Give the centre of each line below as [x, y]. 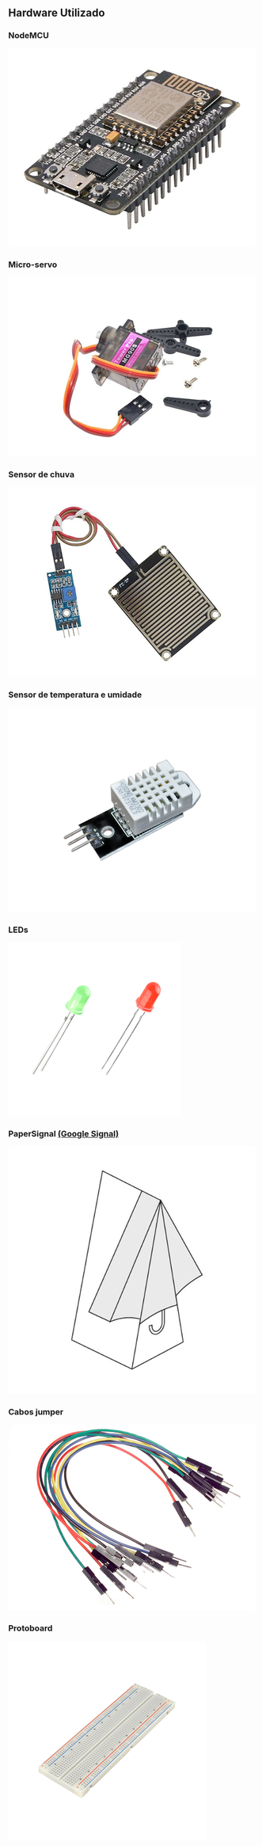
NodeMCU [28, 36]
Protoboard [30, 1628]
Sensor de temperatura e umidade [75, 695]
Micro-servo [33, 265]
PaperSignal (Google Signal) [64, 1133]
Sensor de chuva [42, 474]
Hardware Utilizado [57, 13]
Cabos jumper [36, 1412]
